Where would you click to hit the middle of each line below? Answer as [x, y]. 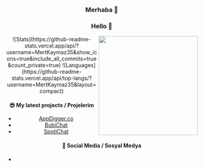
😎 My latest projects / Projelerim [52, 105]
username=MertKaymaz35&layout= [52, 85]
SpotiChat [56, 132]
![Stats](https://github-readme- [51, 40]
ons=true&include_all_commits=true [51, 59]
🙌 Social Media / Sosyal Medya [102, 146]
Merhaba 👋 [102, 10]
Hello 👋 [102, 26]
